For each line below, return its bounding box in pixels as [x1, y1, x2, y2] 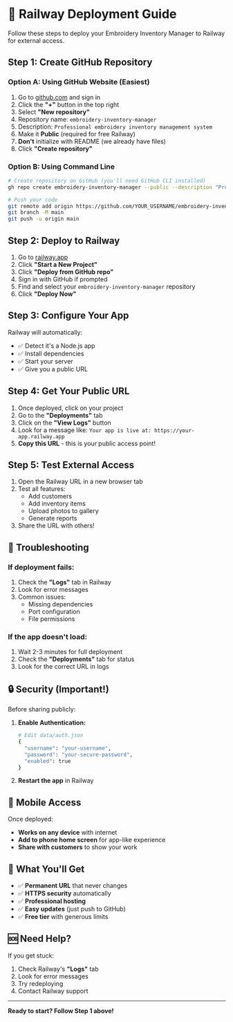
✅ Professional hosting [17, 897, 86, 905]
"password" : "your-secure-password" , [24, 751, 133, 758]
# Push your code [8, 196, 58, 203]
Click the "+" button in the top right [17, 100, 120, 109]
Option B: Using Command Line [8, 162, 115, 171]
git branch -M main [8, 209, 64, 216]
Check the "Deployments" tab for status [17, 655, 135, 663]
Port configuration [28, 608, 80, 616]
